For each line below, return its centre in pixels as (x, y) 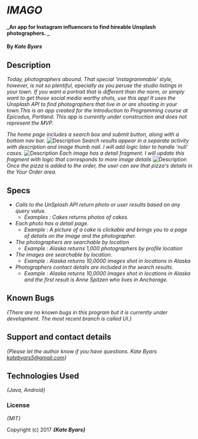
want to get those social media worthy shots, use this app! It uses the (91, 98)
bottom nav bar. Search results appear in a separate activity (98, 141)
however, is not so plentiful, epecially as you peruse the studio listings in (95, 85)
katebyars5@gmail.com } (37, 357)
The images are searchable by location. (64, 255)
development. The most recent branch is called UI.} (69, 318)
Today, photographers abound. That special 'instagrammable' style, (90, 79)
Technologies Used (43, 376)
